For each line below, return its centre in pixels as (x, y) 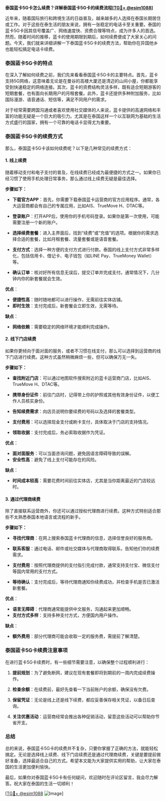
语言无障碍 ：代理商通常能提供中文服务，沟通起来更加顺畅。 (73, 609)
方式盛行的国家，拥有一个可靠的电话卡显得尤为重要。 (59, 123)
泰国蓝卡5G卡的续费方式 (34, 136)
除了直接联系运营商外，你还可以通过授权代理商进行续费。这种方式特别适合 (81, 511)
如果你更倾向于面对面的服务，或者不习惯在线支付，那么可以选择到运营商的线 (83, 351)
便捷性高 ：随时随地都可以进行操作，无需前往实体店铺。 (68, 299)
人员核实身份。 (32, 401)
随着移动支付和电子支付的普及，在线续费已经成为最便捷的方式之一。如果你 (81, 172)
